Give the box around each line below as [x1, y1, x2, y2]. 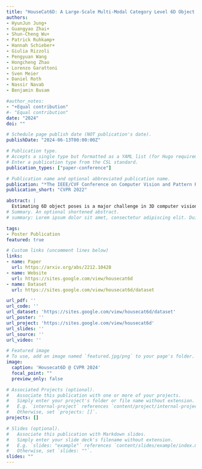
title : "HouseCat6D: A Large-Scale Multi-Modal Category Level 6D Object [6, 8, 195, 15]
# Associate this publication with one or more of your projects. [6, 392, 182, 398]
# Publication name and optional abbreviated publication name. [6, 175, 171, 181]
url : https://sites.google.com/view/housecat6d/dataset [11, 287, 155, 293]
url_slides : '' [6, 326, 44, 332]
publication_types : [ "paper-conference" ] [6, 165, 112, 171]
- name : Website [6, 269, 47, 276]
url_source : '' [6, 331, 44, 338]
